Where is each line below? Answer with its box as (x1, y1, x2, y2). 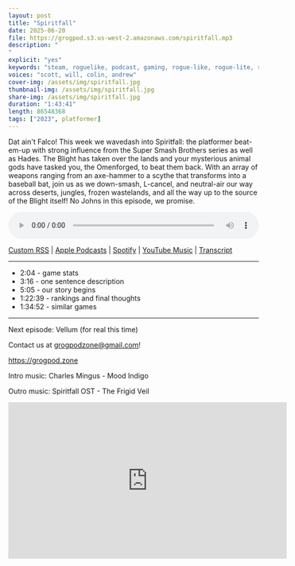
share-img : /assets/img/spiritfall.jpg (8, 93, 141, 101)
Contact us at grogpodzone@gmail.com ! (8, 339, 142, 350)
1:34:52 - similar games (19, 301, 97, 311)
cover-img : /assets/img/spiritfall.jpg (8, 78, 141, 86)
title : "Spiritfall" (8, 19, 77, 27)
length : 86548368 (8, 108, 66, 116)
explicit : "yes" (8, 56, 62, 64)
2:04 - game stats (19, 268, 80, 277)
